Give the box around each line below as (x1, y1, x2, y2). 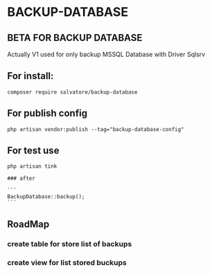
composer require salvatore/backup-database (7, 88, 138, 96)
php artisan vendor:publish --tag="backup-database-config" (7, 126, 185, 132)
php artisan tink (7, 163, 58, 170)
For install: (7, 70, 54, 82)
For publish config (7, 108, 88, 119)
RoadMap (7, 218, 50, 230)
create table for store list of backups (7, 239, 132, 248)
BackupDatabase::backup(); (7, 194, 85, 200)
